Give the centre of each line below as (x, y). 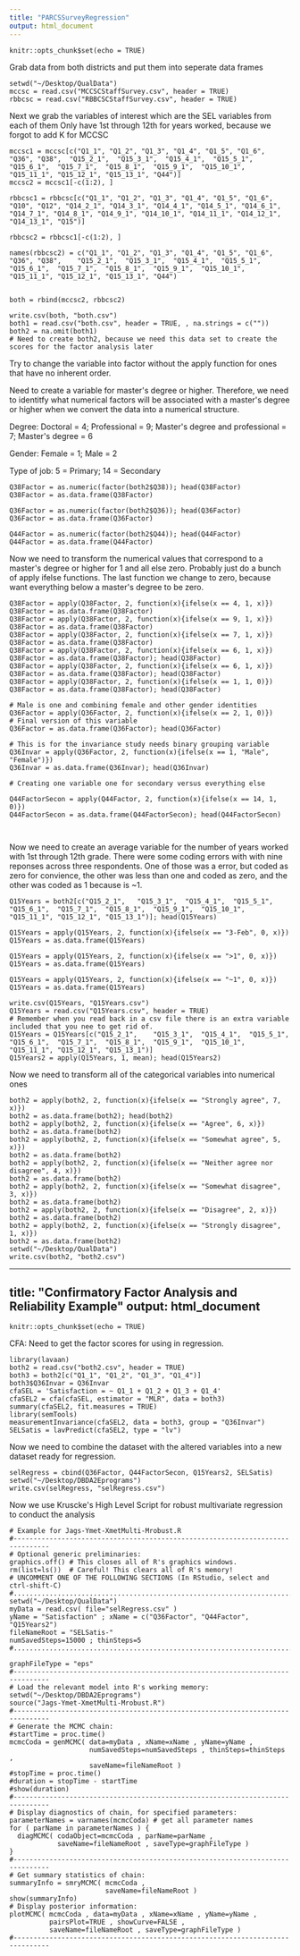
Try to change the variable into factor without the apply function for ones (143, 363)
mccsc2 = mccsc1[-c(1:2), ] (62, 182)
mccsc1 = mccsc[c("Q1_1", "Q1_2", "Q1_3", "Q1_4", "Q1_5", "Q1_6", (137, 151)
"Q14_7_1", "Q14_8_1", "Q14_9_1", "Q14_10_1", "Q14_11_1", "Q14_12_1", (145, 214)
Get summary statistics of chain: (81, 1876)
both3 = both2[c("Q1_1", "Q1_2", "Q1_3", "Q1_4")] (105, 1376)
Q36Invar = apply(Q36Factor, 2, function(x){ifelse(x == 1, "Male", (139, 752)
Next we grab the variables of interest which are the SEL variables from (141, 115)
